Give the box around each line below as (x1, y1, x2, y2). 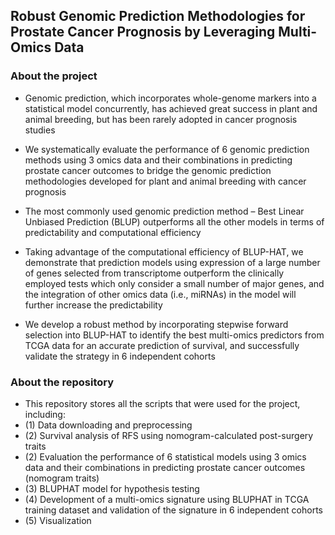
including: (24, 408, 66, 420)
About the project (10, 69, 98, 83)
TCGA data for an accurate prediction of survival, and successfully (24, 339, 300, 351)
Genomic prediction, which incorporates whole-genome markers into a (24, 92, 317, 104)
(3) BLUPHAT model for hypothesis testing (24, 482, 200, 494)
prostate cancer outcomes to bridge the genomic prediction (24, 164, 272, 176)
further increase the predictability (24, 299, 163, 311)
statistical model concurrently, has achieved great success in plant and (24, 102, 318, 114)
